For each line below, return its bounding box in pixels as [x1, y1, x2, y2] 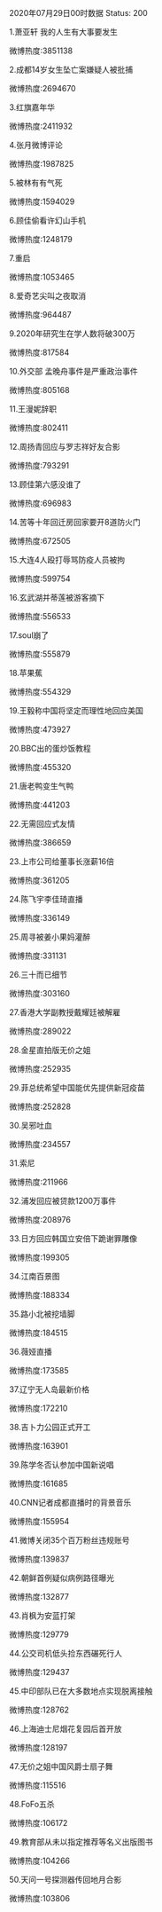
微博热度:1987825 [9, 159, 74, 169]
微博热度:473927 [9, 724, 71, 735]
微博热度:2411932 [9, 121, 73, 131]
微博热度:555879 [9, 649, 71, 659]
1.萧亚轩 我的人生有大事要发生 [9, 27, 118, 37]
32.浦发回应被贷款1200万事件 [9, 1196, 117, 1206]
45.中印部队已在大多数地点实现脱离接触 [9, 1686, 153, 1696]
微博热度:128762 [9, 1704, 69, 1715]
